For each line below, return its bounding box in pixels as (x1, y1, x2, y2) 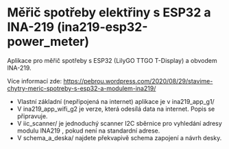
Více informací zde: (7, 77, 62, 85)
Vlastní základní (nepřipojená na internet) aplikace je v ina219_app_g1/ (16, 97, 215, 105)
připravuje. (16, 111, 48, 120)
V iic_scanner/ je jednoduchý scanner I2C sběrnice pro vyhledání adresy (16, 119, 223, 127)
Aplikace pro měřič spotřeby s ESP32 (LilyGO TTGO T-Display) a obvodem (7, 56, 217, 64)
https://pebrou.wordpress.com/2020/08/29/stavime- (63, 77, 213, 85)
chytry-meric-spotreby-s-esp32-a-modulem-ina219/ (7, 84, 156, 92)
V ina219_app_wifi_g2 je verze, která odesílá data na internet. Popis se (16, 105, 215, 113)
